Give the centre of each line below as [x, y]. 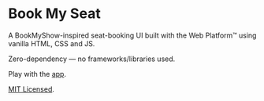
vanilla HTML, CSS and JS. [52, 43]
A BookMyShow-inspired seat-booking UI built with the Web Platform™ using [132, 35]
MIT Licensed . [32, 89]
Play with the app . [37, 74]
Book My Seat [54, 14]
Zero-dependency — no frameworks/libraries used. [92, 59]
